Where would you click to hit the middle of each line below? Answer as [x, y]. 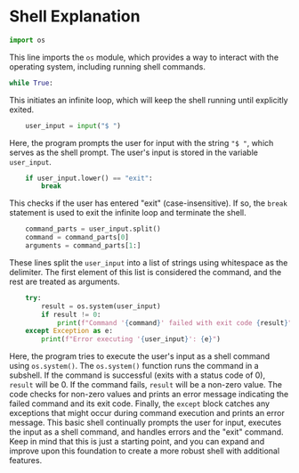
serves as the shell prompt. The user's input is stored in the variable [133, 152]
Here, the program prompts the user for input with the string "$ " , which [141, 143]
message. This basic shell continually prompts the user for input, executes [145, 423]
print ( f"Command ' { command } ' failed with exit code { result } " [174, 322]
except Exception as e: [69, 331]
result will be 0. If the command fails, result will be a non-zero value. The [146, 385]
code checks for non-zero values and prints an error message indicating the [149, 395]
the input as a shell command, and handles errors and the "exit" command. [146, 432]
